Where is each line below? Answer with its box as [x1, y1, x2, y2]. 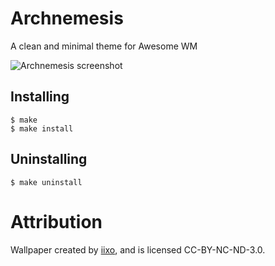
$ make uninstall [10, 177, 83, 187]
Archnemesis [10, 7, 124, 30]
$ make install [10, 123, 74, 134]
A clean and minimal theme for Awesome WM [10, 40, 198, 52]
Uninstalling [10, 151, 88, 168]
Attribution [10, 210, 103, 233]
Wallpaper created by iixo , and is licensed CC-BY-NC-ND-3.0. [10, 243, 266, 256]
